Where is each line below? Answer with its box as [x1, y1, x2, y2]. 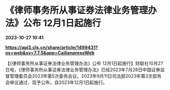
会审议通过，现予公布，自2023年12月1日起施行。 [5, 79, 108, 85]
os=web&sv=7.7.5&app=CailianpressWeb [5, 49, 95, 56]
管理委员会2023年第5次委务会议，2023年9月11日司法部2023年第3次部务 [9, 73, 162, 79]
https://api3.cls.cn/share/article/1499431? [5, 44, 98, 50]
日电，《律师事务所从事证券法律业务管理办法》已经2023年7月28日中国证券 [5, 67, 160, 73]
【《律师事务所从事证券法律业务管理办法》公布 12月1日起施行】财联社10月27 [5, 60, 163, 66]
